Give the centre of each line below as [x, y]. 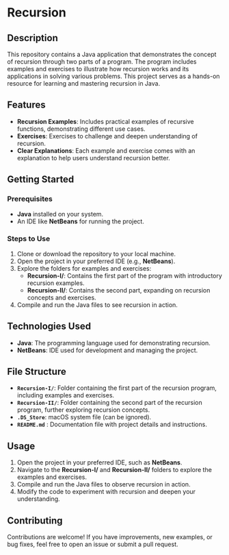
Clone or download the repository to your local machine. [96, 254]
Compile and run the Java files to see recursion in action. [97, 305]
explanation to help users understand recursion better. [94, 158]
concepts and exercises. [62, 297]
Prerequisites [30, 199]
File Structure [37, 372]
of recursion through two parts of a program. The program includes [102, 62]
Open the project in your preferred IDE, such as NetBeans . [99, 463]
